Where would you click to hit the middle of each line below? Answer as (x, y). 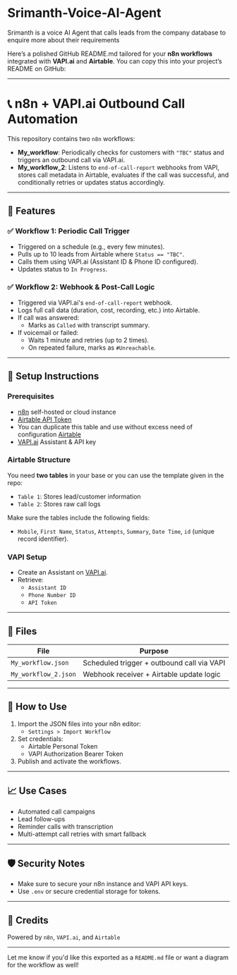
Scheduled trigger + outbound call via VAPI (154, 663)
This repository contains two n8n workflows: (71, 138)
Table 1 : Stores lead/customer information (79, 496)
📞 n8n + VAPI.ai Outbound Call (96, 104)
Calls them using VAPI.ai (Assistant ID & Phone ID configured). (108, 262)
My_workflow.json (40, 663)
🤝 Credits (28, 920)
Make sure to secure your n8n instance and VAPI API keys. (103, 884)
